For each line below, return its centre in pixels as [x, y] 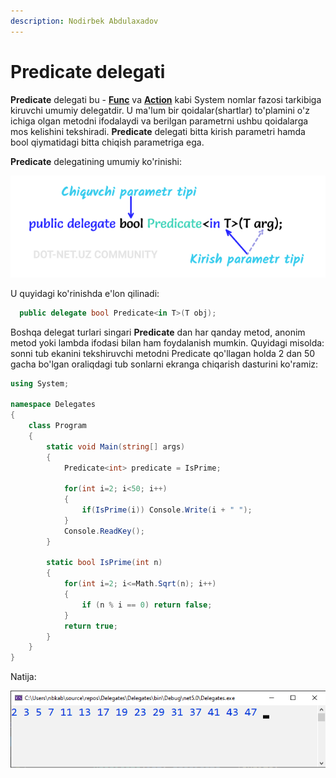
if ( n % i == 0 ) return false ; [147, 605]
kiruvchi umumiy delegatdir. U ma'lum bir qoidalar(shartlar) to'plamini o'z [160, 110]
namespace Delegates [53, 405]
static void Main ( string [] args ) [116, 446]
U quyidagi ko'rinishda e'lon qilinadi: [85, 293]
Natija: [23, 677]
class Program [57, 426]
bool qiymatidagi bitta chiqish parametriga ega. [107, 142]
